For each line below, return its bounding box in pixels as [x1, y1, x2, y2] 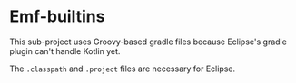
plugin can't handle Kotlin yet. [9, 45, 121, 56]
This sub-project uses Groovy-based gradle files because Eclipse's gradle [9, 36, 288, 47]
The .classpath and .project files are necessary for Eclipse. [9, 63, 236, 74]
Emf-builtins [9, 6, 105, 27]
